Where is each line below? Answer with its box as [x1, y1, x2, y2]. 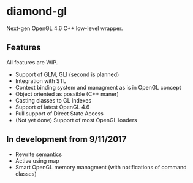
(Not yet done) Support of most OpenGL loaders [15, 116, 137, 123]
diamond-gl [6, 4, 67, 18]
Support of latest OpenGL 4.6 [15, 103, 90, 111]
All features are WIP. [6, 58, 58, 66]
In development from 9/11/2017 [6, 134, 127, 145]
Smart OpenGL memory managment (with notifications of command [15, 163, 187, 171]
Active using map [15, 157, 59, 164]
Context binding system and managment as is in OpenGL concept [15, 84, 182, 91]
